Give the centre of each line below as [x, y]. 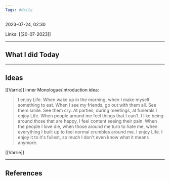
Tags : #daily [19, 10]
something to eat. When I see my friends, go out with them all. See [87, 105]
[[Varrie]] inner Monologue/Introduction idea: [52, 90]
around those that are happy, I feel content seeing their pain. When [87, 121]
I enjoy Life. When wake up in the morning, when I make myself [84, 100]
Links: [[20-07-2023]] [28, 34]
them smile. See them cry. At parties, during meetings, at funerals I [87, 110]
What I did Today [32, 55]
